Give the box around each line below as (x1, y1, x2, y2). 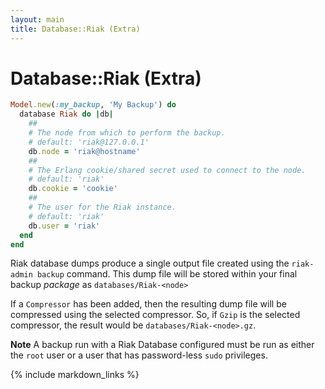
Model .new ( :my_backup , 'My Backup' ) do (10, 100, 177, 110)
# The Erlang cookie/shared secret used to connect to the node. (28, 165, 307, 175)
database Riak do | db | (19, 109, 114, 120)
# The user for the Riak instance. (28, 202, 177, 213)
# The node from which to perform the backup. (28, 128, 226, 138)
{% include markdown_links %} (10, 369, 140, 381)
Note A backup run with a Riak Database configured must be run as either (10, 339, 315, 351)
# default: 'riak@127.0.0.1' (28, 137, 150, 147)
